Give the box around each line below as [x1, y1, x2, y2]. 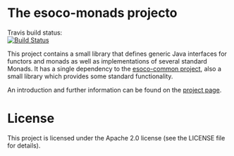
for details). [7, 141, 41, 150]
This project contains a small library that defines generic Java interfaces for [7, 49, 228, 58]
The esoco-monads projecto [7, 5, 178, 21]
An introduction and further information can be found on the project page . [7, 85, 222, 94]
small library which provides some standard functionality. [7, 72, 173, 80]
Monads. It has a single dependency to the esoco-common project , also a [7, 64, 222, 73]
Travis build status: [7, 28, 63, 37]
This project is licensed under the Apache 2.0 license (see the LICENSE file [7, 133, 226, 142]
